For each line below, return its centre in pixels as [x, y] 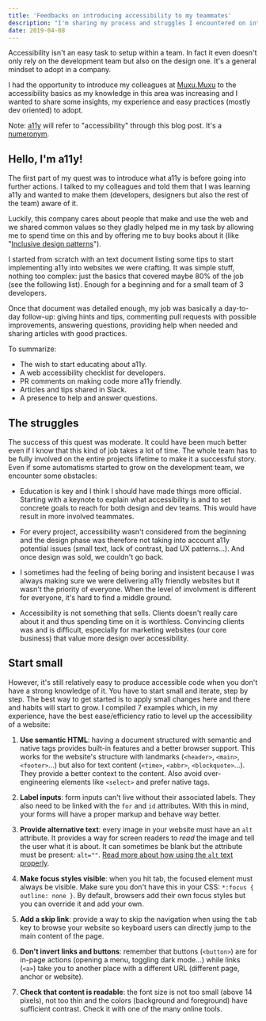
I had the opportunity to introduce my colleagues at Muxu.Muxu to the [122, 85]
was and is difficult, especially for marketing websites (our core [123, 630]
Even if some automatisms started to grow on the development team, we [127, 467]
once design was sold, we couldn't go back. [91, 557]
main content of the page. [62, 935]
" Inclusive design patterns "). [55, 244]
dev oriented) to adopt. [46, 110]
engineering [39, 782]
